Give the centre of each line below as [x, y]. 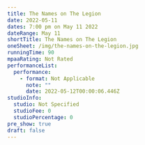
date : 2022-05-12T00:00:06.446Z [72, 91]
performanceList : [32, 66]
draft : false [26, 130]
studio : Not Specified [46, 105]
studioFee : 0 [32, 111]
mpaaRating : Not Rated [40, 59]
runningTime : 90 [31, 53]
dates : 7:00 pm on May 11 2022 [53, 26]
